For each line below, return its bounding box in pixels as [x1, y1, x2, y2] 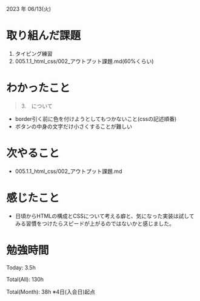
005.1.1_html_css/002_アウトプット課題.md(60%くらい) [15, 57, 154, 65]
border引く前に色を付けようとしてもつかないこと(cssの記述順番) [15, 115, 177, 123]
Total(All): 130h [6, 276, 44, 283]
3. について [21, 102, 53, 109]
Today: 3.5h [6, 263, 36, 271]
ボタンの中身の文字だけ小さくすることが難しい [15, 123, 132, 130]
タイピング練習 [15, 50, 53, 57]
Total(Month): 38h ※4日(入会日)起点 [6, 288, 96, 296]
